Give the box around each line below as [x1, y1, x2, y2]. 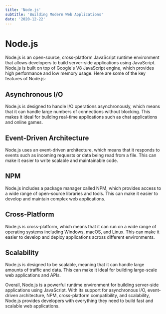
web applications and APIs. [5, 272, 61, 278]
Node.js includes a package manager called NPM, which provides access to [5, 185, 162, 191]
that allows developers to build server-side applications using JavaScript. [5, 60, 156, 66]
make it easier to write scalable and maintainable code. [5, 157, 118, 163]
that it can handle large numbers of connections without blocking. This [5, 109, 151, 115]
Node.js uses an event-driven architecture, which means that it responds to [5, 147, 160, 153]
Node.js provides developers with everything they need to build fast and [5, 298, 154, 304]
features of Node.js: [5, 76, 46, 82]
